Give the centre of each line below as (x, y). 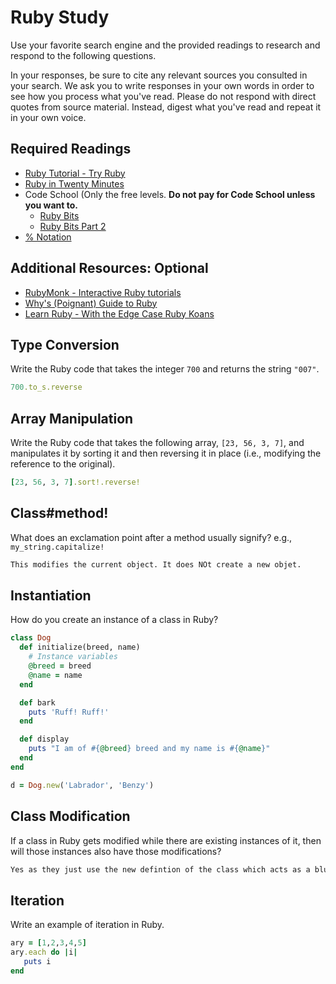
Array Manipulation (72, 418)
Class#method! (59, 513)
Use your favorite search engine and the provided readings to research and (165, 45)
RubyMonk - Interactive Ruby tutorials (103, 292)
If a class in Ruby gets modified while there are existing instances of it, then (166, 840)
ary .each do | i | (44, 952)
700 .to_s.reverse (46, 387)
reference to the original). (63, 464)
